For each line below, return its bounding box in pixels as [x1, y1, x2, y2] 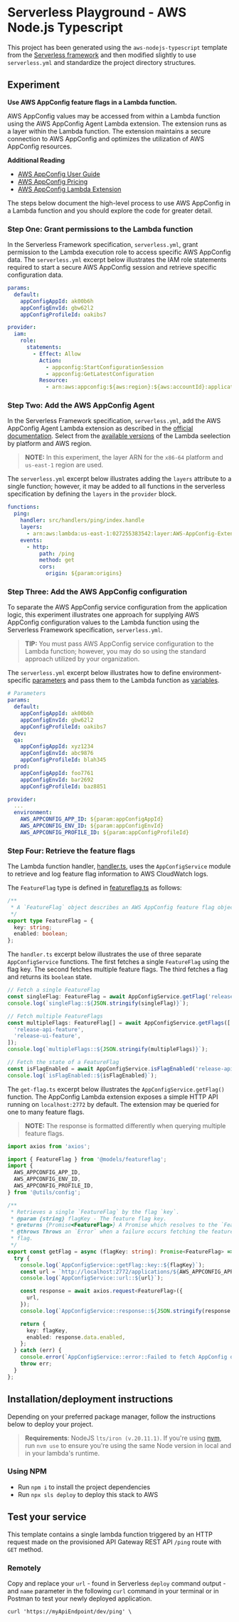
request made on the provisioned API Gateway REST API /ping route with [7, 1537, 222, 1546]
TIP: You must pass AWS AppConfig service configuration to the [24, 639, 214, 648]
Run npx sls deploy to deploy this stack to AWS [17, 1490, 159, 1499]
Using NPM [7, 1466, 48, 1476]
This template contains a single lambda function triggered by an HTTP [7, 1530, 213, 1539]
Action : [38, 357, 62, 364]
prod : [14, 763, 31, 771]
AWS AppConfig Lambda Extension [17, 185, 122, 193]
